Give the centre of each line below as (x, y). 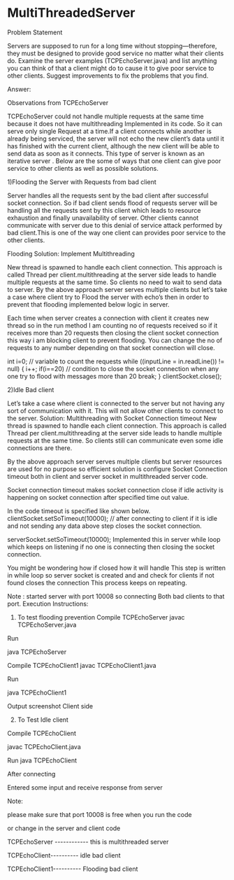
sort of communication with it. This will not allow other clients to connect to (115, 410)
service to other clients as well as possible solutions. (83, 168)
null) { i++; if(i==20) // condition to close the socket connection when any (113, 368)
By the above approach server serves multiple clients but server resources (115, 461)
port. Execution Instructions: (48, 603)
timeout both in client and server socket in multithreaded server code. (108, 476)
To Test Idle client (43, 720)
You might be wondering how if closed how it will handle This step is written (116, 568)
